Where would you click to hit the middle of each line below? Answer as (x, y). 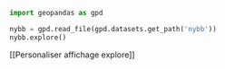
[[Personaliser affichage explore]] (72, 55)
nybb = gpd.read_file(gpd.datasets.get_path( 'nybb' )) (113, 29)
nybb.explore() (38, 37)
